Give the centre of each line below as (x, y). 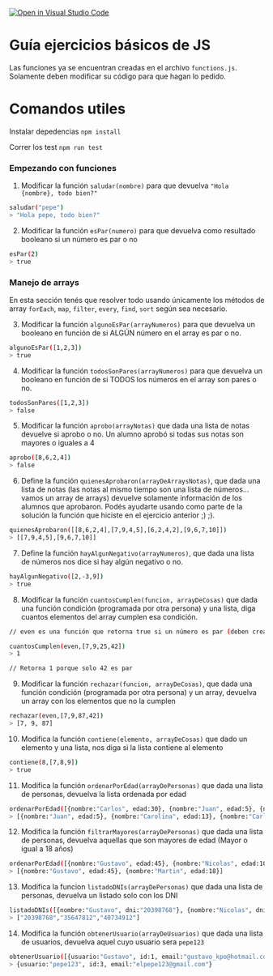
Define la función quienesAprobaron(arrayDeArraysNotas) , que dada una (141, 481)
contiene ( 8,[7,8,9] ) (44, 762)
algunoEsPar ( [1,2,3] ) (46, 347)
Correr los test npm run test (56, 147)
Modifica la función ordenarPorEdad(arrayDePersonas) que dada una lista (142, 785)
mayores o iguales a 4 (58, 443)
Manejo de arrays (44, 282)
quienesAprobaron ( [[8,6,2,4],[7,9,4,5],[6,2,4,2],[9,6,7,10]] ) (118, 531)
